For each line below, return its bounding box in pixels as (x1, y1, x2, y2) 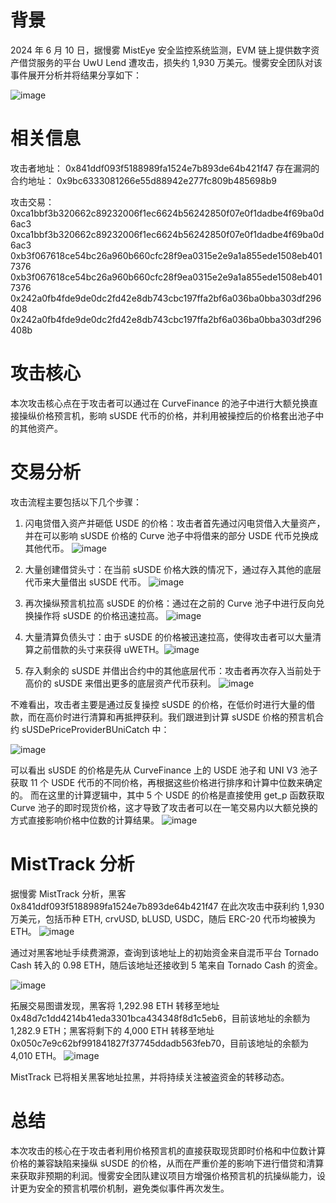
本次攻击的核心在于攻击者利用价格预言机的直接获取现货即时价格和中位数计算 (10, 1144, 326, 1156)
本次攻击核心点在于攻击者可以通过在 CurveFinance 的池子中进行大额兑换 (10, 397, 310, 409)
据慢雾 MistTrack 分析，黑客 (10, 887, 127, 900)
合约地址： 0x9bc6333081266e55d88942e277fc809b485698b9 (10, 174, 277, 186)
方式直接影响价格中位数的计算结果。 (10, 814, 160, 826)
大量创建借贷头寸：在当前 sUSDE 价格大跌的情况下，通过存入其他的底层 (24, 563, 322, 575)
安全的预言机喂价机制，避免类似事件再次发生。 (36, 1182, 230, 1194)
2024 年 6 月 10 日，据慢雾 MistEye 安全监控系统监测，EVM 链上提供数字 (10, 44, 312, 56)
